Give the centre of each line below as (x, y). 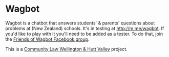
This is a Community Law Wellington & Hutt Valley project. (66, 49)
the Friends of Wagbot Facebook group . (47, 39)
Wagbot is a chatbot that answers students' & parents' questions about (80, 23)
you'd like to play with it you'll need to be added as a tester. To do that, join (84, 34)
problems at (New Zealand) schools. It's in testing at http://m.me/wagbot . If (85, 28)
